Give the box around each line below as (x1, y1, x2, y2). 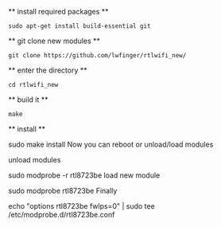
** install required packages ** (8, 7, 109, 16)
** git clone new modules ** (8, 36, 101, 45)
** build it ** (8, 95, 49, 104)
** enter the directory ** (8, 65, 87, 75)
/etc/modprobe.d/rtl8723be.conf (8, 210, 115, 219)
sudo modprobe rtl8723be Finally (8, 186, 118, 195)
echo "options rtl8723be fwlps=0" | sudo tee (8, 202, 155, 210)
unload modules (8, 155, 61, 164)
